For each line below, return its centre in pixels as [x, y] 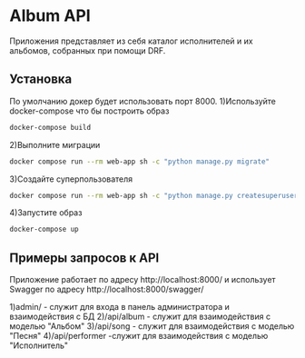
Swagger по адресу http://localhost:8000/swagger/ [107, 289]
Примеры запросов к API [84, 258]
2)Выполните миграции [55, 144]
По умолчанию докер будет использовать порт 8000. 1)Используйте [143, 101]
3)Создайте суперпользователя [71, 179]
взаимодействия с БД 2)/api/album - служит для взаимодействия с [140, 317]
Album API [50, 16]
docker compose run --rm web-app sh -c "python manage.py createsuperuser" [156, 195]
